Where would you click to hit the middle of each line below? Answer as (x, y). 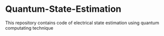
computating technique (29, 28)
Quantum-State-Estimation (63, 9)
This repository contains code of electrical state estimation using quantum (82, 23)
